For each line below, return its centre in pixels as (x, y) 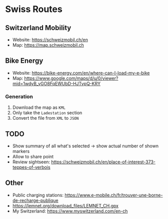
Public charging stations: (38, 195)
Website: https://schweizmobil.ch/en (50, 40)
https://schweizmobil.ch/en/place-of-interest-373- (103, 162)
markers (21, 151)
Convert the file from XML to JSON (45, 118)
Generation (19, 96)
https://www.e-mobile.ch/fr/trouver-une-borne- (114, 195)
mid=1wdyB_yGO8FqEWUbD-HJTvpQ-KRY (56, 83)
